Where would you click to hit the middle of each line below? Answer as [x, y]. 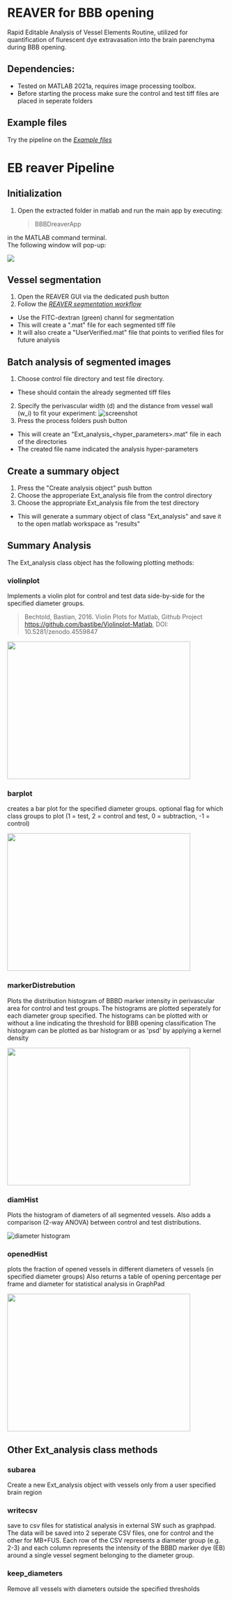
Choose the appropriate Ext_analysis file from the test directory [108, 503]
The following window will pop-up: [57, 245]
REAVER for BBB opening [81, 13]
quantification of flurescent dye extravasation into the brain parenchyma [111, 39]
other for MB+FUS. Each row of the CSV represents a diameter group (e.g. [114, 1541]
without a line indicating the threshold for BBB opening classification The [111, 1023]
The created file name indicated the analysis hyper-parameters [108, 449]
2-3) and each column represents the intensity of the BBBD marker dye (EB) [116, 1548]
